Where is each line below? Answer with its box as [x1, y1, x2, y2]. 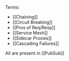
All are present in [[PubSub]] [5, 50, 64, 56]
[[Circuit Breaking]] [12, 19, 53, 25]
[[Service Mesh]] [12, 30, 48, 35]
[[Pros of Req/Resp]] [12, 24, 55, 30]
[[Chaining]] [12, 14, 38, 19]
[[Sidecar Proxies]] [12, 35, 52, 41]
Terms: [5, 4, 20, 10]
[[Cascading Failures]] [12, 40, 59, 46]
